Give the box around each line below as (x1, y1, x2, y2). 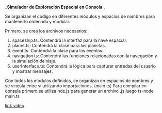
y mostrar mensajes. (12, 68, 53, 74)
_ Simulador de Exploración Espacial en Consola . (5, 4, 105, 10)
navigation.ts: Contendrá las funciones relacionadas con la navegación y (12, 53, 158, 59)
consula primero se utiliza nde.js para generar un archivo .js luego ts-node (5, 88, 154, 94)
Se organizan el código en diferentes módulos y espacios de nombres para (5, 14, 155, 19)
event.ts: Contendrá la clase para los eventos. (12, 48, 104, 53)
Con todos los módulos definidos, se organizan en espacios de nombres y (5, 78, 153, 83)
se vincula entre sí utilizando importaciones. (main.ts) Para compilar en (5, 83, 147, 89)
